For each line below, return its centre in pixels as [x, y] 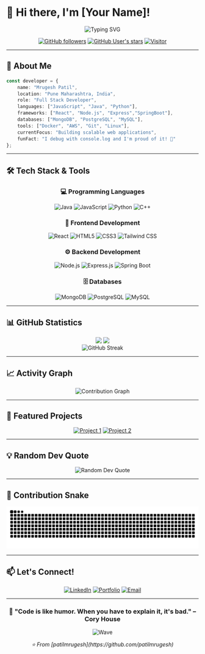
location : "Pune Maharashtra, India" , [67, 94]
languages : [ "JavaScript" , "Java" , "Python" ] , [77, 107]
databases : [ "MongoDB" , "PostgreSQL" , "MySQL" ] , [80, 120]
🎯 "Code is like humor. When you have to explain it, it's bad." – [103, 611]
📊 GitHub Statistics [44, 323]
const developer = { [33, 81]
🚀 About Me [29, 66]
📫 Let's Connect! [40, 572]
